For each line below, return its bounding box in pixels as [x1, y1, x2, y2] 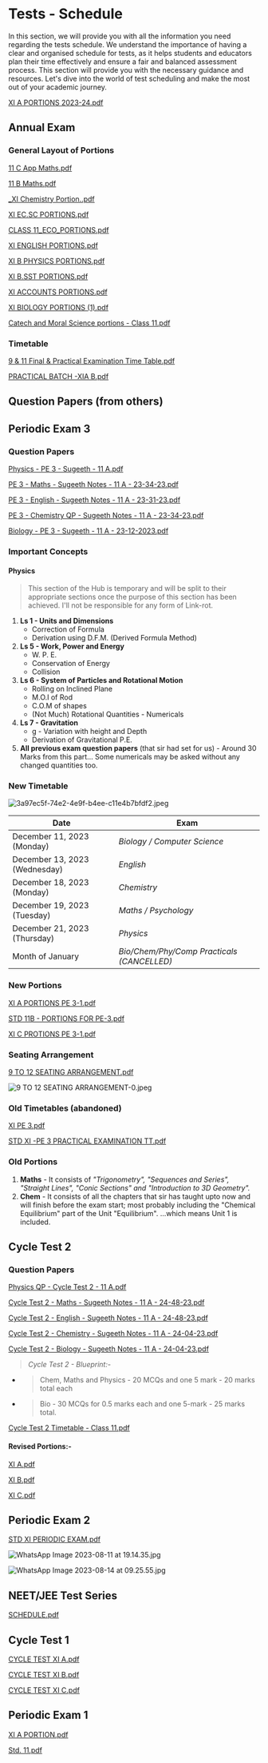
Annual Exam [8, 121, 76, 134]
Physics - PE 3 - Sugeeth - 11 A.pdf [8, 465, 124, 473]
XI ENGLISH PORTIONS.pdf [8, 241, 98, 250]
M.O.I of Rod [31, 692, 73, 702]
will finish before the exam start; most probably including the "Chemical [19, 1200, 256, 1210]
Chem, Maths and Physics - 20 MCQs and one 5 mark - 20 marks [39, 1375, 255, 1385]
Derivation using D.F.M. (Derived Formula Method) [31, 633, 198, 643]
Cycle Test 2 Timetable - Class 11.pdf [8, 1423, 130, 1433]
